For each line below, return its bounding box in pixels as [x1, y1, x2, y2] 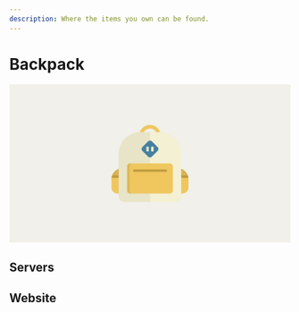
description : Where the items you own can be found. [9, 14, 210, 23]
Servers [9, 260, 55, 275]
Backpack [9, 54, 85, 74]
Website [9, 291, 56, 306]
